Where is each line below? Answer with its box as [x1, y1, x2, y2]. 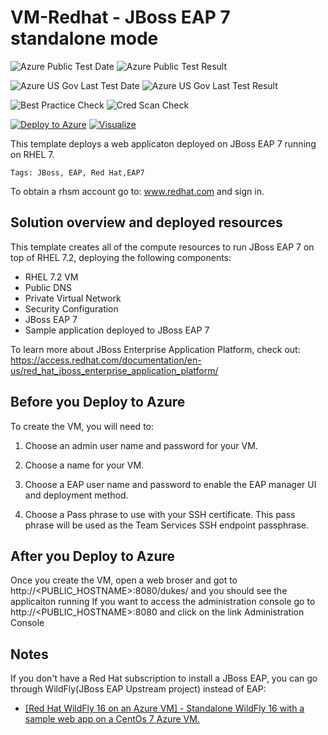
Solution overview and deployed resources [10, 214, 283, 231]
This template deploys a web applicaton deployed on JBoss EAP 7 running [10, 137, 317, 150]
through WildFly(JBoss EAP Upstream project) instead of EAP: [10, 683, 267, 695]
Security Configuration [24, 302, 119, 315]
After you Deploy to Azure [10, 547, 176, 565]
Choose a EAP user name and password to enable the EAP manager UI [24, 478, 317, 490]
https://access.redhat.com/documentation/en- [10, 354, 202, 366]
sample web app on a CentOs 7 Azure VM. [24, 713, 200, 725]
